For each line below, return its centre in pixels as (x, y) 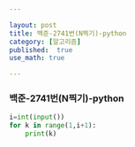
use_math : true (37, 58)
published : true (41, 50)
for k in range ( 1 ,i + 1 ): (53, 126)
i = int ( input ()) (37, 117)
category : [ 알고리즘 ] (45, 42)
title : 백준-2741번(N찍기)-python (68, 33)
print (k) (41, 134)
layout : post (33, 25)
